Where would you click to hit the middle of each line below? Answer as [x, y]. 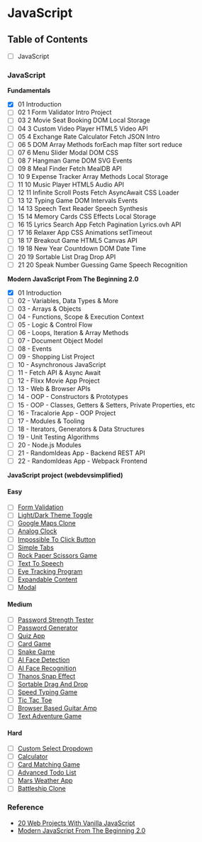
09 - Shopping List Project [56, 357]
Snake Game [36, 652]
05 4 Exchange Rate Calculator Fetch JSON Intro [89, 136]
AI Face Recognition [47, 668]
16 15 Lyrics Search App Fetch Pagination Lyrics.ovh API [99, 224]
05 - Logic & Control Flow [55, 324]
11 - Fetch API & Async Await [59, 373]
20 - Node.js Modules [49, 444]
